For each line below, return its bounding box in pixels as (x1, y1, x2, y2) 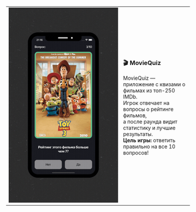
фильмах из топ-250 (123, 87, 175, 94)
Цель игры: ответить (123, 136, 176, 143)
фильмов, (123, 112, 147, 119)
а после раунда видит (123, 118, 178, 125)
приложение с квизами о (123, 80, 185, 88)
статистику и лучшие (123, 124, 176, 131)
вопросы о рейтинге (123, 105, 174, 112)
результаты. (123, 130, 153, 138)
